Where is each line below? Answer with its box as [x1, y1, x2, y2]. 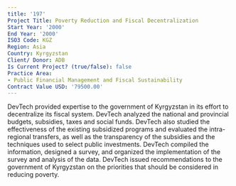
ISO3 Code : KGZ [7, 37, 53, 44]
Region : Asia [7, 43, 46, 50]
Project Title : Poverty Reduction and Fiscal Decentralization [7, 17, 199, 24]
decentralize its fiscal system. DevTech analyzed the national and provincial [7, 110, 229, 119]
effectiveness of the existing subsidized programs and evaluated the [7, 125, 208, 133]
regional [7, 133, 32, 141]
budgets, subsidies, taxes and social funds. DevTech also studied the [7, 118, 210, 126]
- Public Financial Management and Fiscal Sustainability [7, 76, 183, 84]
